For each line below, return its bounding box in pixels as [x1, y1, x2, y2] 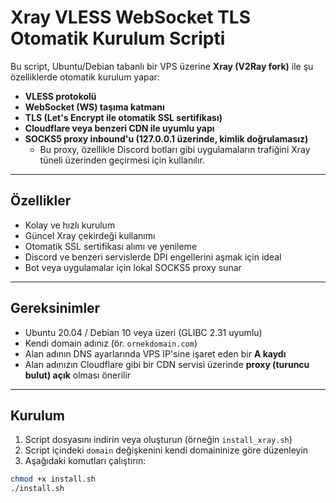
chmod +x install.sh [10, 474, 97, 485]
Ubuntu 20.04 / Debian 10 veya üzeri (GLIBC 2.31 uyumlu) [24, 326, 263, 338]
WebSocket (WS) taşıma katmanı [24, 101, 165, 113]
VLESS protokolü [24, 90, 97, 102]
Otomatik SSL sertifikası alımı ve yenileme [24, 240, 198, 252]
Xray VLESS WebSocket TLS [10, 6, 252, 29]
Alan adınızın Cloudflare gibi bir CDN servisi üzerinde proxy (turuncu [24, 358, 310, 370]
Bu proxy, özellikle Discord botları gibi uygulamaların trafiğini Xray [39, 143, 311, 155]
